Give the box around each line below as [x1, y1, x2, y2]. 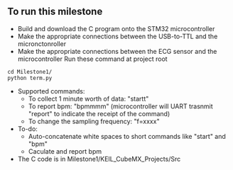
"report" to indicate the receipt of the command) [28, 109, 170, 118]
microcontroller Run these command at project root [17, 55, 168, 63]
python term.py [7, 74, 53, 81]
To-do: [17, 124, 38, 133]
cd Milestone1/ [7, 68, 53, 75]
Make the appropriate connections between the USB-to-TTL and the [17, 32, 218, 40]
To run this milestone [7, 6, 103, 18]
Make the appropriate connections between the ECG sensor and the [17, 47, 217, 55]
